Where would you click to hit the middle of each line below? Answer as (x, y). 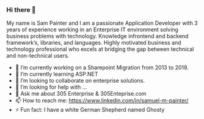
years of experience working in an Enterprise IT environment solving (93, 29)
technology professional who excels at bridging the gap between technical (100, 49)
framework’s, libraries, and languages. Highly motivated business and (94, 43)
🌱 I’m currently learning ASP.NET (56, 74)
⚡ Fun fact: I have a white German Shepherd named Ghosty (90, 110)
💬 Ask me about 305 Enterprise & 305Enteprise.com (81, 94)
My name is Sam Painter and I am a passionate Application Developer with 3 (102, 23)
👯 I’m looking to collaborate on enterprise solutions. (80, 81)
